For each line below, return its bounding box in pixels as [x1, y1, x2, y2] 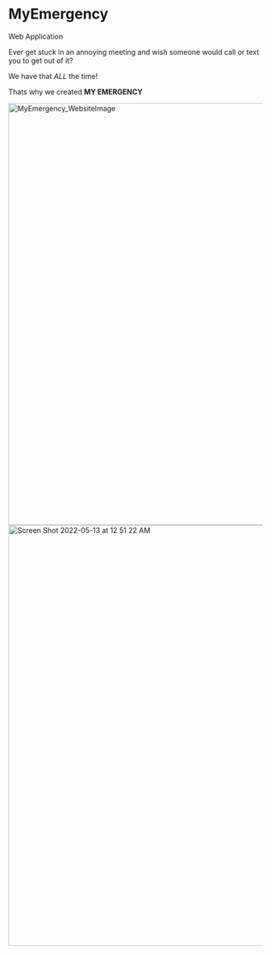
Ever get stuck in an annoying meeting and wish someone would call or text [8, 47, 260, 56]
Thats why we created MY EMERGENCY [8, 86, 144, 97]
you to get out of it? [8, 56, 74, 65]
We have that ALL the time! [8, 71, 98, 81]
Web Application [8, 31, 63, 41]
